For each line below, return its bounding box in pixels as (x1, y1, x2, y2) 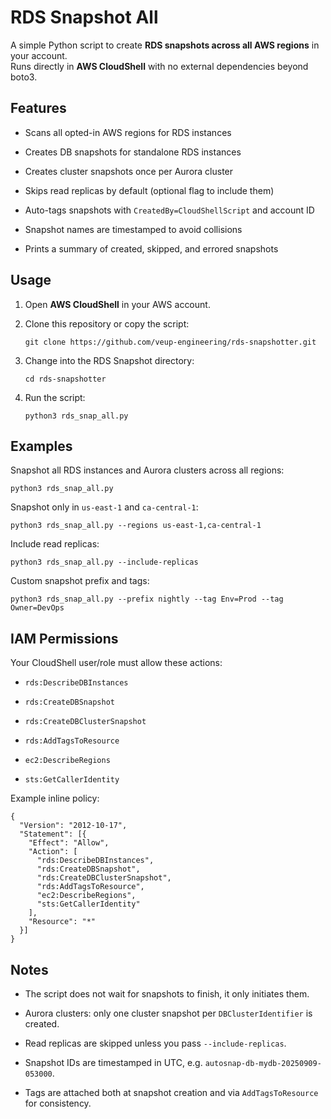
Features (10, 100, 67, 117)
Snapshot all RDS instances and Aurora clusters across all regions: (10, 464, 285, 476)
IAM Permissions (10, 630, 119, 647)
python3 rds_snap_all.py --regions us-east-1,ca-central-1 (10, 521, 262, 531)
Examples (10, 437, 73, 455)
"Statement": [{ (19, 829, 87, 840)
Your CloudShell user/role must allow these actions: (10, 657, 223, 669)
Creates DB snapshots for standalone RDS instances (24, 146, 242, 158)
